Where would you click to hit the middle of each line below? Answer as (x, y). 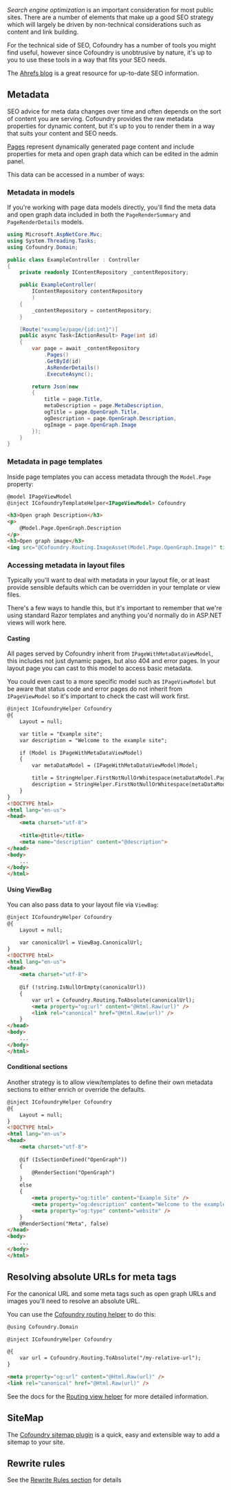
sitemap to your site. (36, 1442)
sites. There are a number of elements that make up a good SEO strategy (111, 17)
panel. (16, 161)
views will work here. (37, 623)
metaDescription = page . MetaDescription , (104, 406)
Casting (19, 638)
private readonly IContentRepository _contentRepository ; (104, 272)
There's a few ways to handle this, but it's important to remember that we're (114, 607)
